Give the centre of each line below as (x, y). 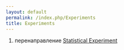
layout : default (26, 12)
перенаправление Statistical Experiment (66, 41)
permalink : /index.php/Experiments (51, 18)
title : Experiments (30, 23)
